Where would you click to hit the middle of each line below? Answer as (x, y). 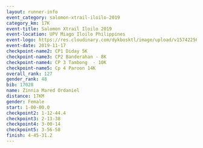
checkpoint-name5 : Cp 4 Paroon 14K (51, 68)
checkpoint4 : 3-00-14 (34, 124)
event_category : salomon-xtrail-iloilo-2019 (63, 18)
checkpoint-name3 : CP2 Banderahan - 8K (56, 57)
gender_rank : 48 (27, 79)
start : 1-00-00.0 (28, 107)
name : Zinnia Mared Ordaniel (43, 91)
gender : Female (25, 101)
